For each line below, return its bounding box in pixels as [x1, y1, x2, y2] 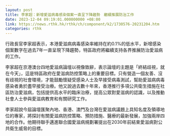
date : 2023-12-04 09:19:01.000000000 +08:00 [5, 17, 101, 22]
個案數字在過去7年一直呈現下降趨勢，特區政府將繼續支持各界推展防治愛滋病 [5, 47, 163, 53]
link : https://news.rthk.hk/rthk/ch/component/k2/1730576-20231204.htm [5, 21, 159, 27]
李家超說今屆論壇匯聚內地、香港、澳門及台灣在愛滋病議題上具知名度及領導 [5, 107, 160, 113]
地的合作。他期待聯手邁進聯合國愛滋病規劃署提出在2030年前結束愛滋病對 [5, 119, 158, 125]
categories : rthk [5, 26, 42, 31]
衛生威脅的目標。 [9, 125, 46, 131]
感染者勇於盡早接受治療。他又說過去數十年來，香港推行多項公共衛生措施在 [5, 83, 160, 89]
